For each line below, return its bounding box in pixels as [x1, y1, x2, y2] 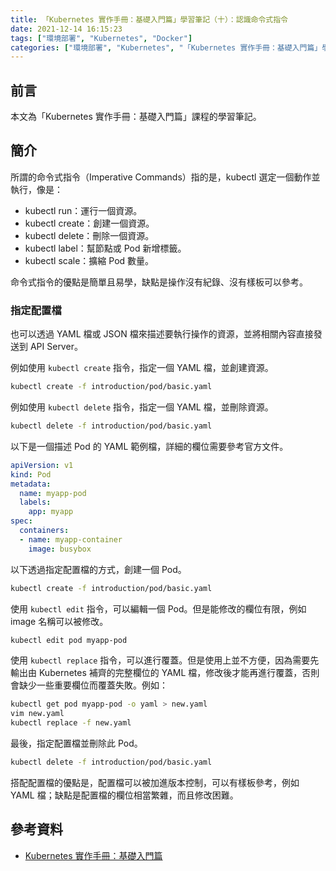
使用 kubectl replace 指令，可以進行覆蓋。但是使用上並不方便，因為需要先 [10, 654, 320, 666]
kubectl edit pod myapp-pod [10, 635, 128, 645]
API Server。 [29, 341, 83, 353]
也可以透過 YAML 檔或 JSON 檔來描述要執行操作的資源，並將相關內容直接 [10, 328, 314, 340]
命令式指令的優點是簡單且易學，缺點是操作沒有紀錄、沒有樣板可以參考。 [10, 276, 308, 288]
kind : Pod [10, 469, 52, 480]
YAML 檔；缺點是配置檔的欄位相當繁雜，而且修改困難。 [10, 789, 239, 801]
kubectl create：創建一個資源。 [24, 217, 155, 229]
